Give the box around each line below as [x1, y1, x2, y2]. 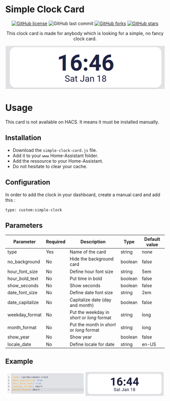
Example [5, 357, 33, 366]
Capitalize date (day [69, 296, 112, 303]
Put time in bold [69, 275, 102, 282]
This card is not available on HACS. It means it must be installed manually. [5, 118, 159, 125]
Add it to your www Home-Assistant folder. [12, 152, 99, 159]
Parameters [5, 221, 43, 230]
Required [46, 239, 66, 245]
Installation [5, 134, 41, 142]
